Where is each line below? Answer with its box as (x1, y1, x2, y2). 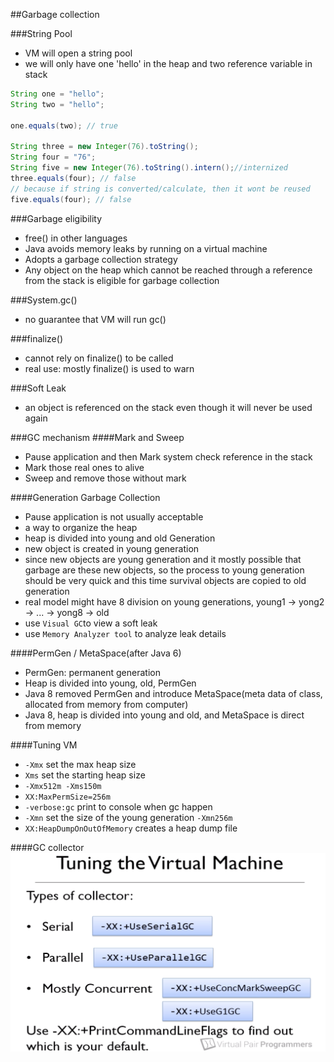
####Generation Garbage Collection (10, 491, 161, 503)
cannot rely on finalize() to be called (24, 352, 174, 364)
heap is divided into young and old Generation (24, 532, 216, 544)
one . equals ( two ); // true (10, 120, 118, 131)
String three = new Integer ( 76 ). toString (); (10, 142, 199, 152)
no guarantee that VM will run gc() (24, 313, 167, 325)
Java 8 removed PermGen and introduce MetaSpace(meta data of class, (24, 687, 323, 699)
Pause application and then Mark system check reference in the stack (24, 450, 313, 463)
